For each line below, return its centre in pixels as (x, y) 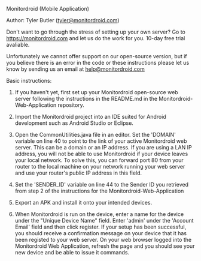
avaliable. (18, 45)
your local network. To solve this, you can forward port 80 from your (99, 160)
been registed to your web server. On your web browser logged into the (103, 240)
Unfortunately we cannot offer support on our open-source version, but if (97, 56)
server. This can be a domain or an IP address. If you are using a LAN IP (103, 147)
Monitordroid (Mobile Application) (48, 9)
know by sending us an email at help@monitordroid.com (76, 69)
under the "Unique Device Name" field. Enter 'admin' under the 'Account (104, 220)
